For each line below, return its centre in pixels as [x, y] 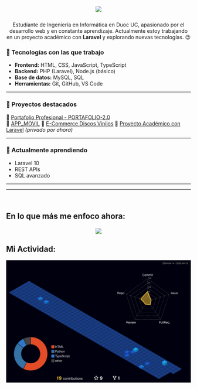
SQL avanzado [32, 175]
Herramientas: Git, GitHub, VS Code [59, 84]
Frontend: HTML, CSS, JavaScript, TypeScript [70, 65]
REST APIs [27, 169]
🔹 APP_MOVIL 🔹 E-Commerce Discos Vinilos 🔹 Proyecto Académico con [93, 123]
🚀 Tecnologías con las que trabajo [55, 52]
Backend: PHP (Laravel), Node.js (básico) [65, 71]
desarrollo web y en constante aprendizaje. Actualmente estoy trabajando [98, 30]
